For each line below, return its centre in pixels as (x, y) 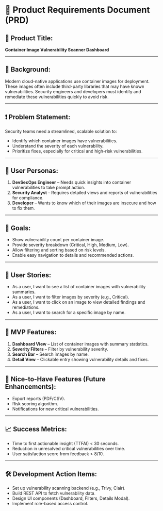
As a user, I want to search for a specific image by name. (69, 313)
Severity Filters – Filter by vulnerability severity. (60, 349)
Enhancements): (31, 387)
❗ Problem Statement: (38, 117)
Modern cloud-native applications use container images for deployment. (77, 81)
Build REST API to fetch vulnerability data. (54, 493)
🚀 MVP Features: (31, 332)
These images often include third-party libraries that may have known (75, 86)
